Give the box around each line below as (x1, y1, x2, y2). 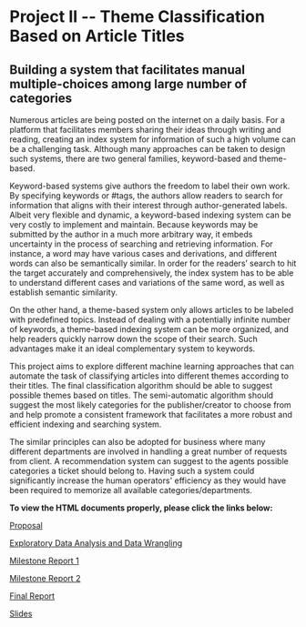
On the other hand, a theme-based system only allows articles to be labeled (9, 305, 294, 315)
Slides (9, 608, 33, 619)
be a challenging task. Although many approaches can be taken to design (9, 144, 286, 154)
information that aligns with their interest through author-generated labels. (9, 200, 288, 210)
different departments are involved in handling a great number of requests (9, 446, 288, 457)
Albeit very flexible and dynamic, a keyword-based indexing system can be (9, 209, 291, 220)
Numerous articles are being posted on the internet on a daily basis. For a (9, 115, 285, 125)
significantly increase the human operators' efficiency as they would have (9, 475, 287, 486)
